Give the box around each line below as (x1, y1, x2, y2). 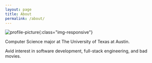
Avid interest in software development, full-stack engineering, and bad (5, 48, 148, 54)
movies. (5, 53, 21, 59)
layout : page (5, 7, 32, 12)
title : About (5, 12, 32, 16)
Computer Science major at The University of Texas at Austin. (5, 39, 130, 45)
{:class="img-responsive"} (39, 30, 93, 35)
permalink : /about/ (5, 16, 45, 21)
